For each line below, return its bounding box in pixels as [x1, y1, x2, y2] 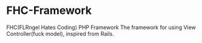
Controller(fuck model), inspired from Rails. [6, 30, 114, 37]
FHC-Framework [6, 4, 92, 18]
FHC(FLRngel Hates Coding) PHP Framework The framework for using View [6, 24, 196, 31]
